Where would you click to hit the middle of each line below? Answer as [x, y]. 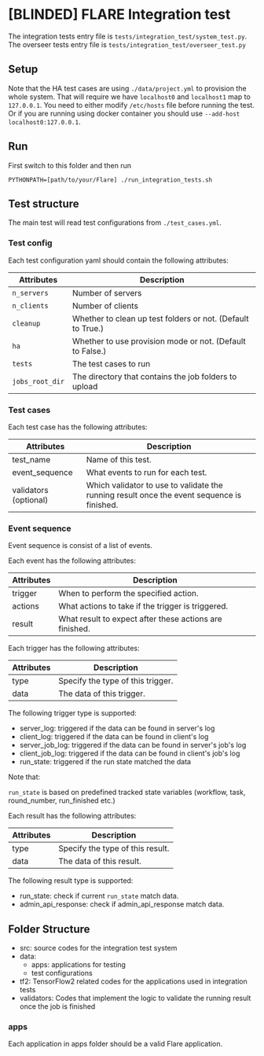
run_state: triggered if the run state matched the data [105, 762]
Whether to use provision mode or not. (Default [159, 341]
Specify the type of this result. [114, 848]
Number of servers [107, 293]
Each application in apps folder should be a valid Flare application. [115, 1044]
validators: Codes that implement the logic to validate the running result [135, 998]
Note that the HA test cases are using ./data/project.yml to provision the [127, 88]
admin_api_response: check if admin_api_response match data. [122, 904]
